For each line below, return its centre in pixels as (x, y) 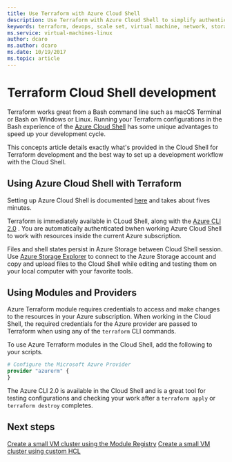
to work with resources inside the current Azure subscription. (94, 235)
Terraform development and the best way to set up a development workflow (115, 154)
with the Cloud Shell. (37, 162)
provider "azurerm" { (38, 371)
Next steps (31, 427)
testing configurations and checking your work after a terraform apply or (112, 398)
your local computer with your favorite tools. (70, 271)
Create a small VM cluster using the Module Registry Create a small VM (109, 443)
